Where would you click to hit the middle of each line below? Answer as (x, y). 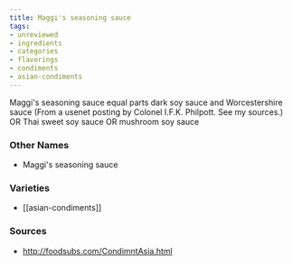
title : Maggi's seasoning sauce (70, 18)
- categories (34, 52)
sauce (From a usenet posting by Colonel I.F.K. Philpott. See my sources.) (146, 112)
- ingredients (36, 43)
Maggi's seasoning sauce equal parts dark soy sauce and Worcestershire (146, 102)
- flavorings (34, 60)
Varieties (29, 188)
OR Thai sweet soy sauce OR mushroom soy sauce (104, 121)
